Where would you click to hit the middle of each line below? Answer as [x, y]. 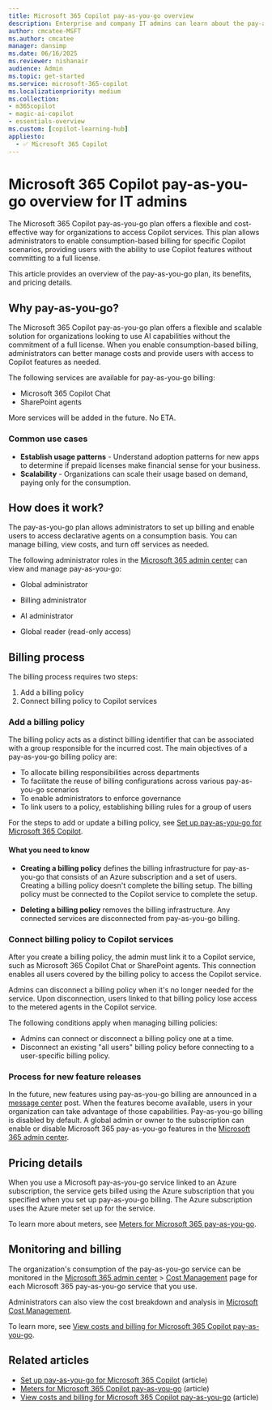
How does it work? [56, 508]
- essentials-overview [47, 122]
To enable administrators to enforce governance [100, 799]
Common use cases [48, 439]
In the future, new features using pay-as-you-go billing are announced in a [133, 1095]
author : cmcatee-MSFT [45, 31]
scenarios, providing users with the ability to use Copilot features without [130, 250]
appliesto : [27, 136]
